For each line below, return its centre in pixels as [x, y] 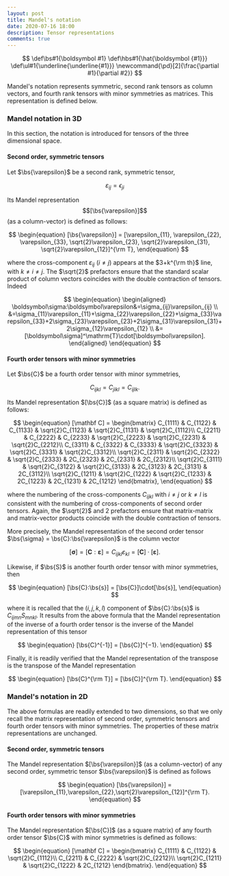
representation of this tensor [47, 631]
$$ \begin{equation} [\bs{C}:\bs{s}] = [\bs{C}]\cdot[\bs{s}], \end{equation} [115, 587]
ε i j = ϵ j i [115, 186]
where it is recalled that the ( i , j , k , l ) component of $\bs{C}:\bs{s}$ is [104, 608]
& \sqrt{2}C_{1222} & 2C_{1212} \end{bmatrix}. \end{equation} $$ [115, 866]
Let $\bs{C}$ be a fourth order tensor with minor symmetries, [94, 374]
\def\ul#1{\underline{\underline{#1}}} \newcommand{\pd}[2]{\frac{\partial [115, 66]
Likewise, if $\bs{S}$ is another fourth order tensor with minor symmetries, [113, 567]
